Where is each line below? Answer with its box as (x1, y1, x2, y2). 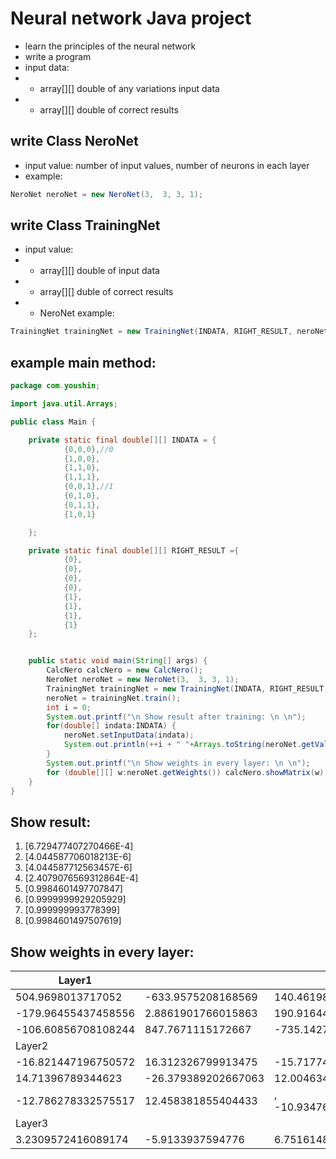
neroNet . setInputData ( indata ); (63, 730, 195, 741)
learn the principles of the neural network (24, 40, 197, 52)
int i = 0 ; (46, 702, 92, 712)
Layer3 (15, 1117, 49, 1130)
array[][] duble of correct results (39, 286, 174, 298)
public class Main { (10, 417, 97, 427)
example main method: (10, 354, 157, 371)
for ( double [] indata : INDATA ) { (46, 721, 177, 731)
